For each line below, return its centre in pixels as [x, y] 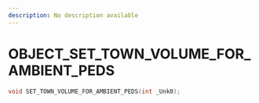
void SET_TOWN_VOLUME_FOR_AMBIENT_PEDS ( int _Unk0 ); [94, 91]
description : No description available [73, 15]
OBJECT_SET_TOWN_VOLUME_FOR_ [129, 53]
